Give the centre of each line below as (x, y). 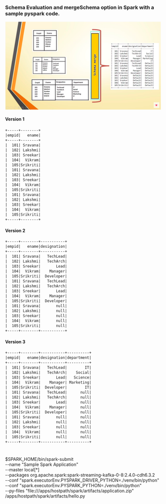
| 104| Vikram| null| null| (48, 432)
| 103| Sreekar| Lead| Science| (48, 378)
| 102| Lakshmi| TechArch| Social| (48, 373)
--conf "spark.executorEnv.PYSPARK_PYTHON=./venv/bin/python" (73, 485)
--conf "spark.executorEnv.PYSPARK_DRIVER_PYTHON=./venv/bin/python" (82, 480)
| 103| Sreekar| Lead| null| (48, 402)
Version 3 (15, 341)
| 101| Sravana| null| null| (48, 417)
